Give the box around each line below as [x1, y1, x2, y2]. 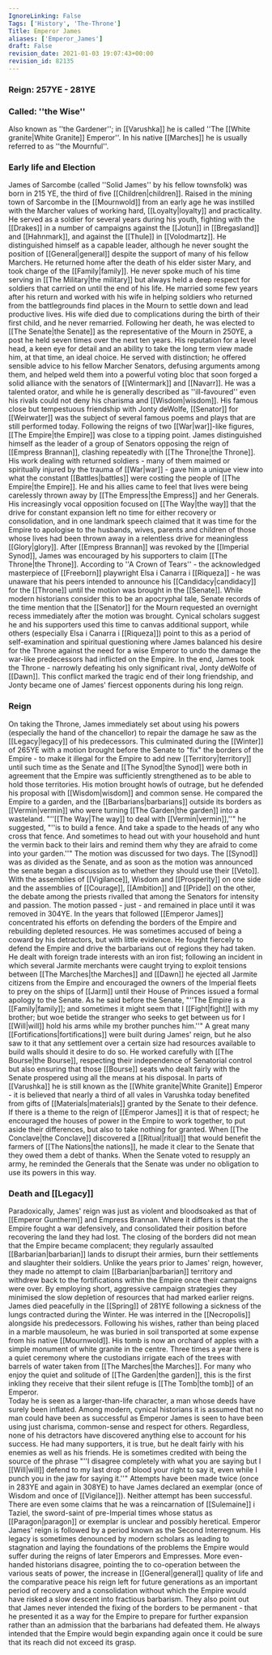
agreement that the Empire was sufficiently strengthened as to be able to [8, 770, 252, 780]
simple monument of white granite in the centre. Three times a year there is [8, 1344, 260, 1354]
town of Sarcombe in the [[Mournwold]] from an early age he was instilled [8, 197, 255, 207]
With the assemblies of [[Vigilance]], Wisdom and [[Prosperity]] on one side [8, 874, 261, 884]
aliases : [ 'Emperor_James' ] [8, 34, 104, 43]
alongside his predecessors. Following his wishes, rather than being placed [8, 1318, 259, 1328]
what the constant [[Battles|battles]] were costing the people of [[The [8, 473, 240, 483]
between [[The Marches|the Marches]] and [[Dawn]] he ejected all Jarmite [8, 969, 257, 979]
